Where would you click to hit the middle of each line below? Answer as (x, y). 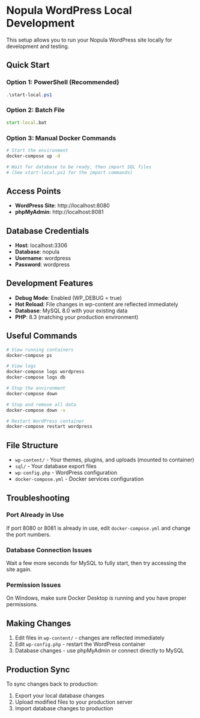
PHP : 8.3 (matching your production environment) (77, 317)
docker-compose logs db (36, 377)
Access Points (34, 191)
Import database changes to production (64, 708)
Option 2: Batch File (35, 110)
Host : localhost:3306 (41, 245)
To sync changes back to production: (52, 684)
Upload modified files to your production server (74, 702)
